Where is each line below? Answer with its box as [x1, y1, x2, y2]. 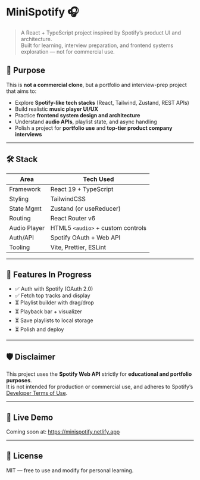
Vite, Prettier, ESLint [50, 243, 106, 251]
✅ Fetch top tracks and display [14, 292, 90, 299]
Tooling [9, 243, 30, 251]
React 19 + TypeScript [50, 185, 114, 193]
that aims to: [6, 88, 37, 95]
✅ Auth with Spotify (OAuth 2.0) [14, 285, 93, 292]
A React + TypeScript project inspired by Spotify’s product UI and [20, 29, 182, 36]
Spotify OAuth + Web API [50, 233, 121, 242]
